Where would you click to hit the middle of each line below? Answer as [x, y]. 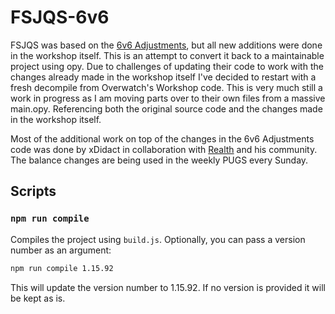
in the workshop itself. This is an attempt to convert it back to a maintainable [167, 55]
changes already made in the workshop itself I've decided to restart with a [163, 77]
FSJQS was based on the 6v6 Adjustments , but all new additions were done [166, 45]
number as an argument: [61, 250]
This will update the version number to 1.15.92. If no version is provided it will [168, 287]
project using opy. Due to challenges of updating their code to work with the [167, 66]
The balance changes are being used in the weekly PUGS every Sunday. [159, 160]
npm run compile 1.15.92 [62, 268]
